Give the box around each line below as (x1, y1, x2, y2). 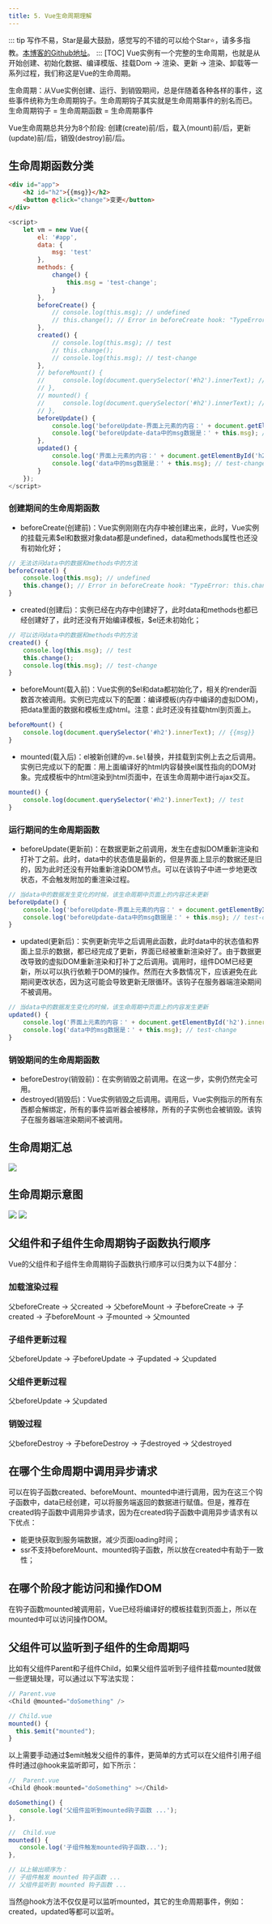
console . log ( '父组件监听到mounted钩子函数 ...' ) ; (19, 1806, 178, 1815)
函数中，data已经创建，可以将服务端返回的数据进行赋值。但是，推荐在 (15, 1498, 250, 1507)
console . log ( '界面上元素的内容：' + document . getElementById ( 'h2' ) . (23, 1018, 249, 1026)
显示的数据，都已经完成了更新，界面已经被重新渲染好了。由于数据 (34, 946, 255, 957)
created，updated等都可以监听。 (8, 1906, 119, 1916)
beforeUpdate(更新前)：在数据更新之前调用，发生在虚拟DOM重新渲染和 (19, 844, 259, 854)
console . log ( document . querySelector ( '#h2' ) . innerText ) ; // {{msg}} (23, 729, 255, 737)
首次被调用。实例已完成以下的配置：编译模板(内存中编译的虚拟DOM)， (27, 695, 263, 705)
